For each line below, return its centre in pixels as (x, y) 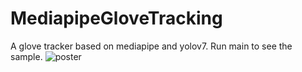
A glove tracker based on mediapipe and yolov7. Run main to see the (151, 46)
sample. (26, 56)
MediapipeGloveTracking (116, 18)
